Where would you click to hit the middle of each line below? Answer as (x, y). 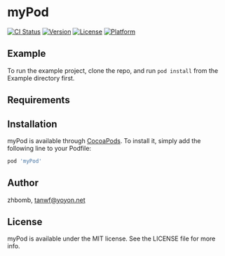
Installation (32, 124)
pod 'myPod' (25, 161)
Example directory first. (41, 78)
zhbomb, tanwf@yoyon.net (46, 200)
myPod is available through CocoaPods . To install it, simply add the (104, 140)
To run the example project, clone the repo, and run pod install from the (113, 70)
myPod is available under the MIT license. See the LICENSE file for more (111, 238)
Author (23, 183)
